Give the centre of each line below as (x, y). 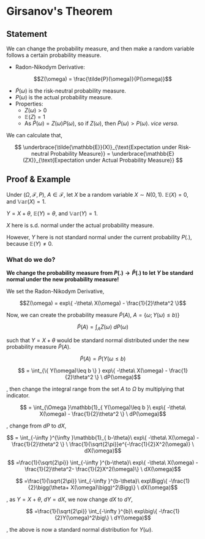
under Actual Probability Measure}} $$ (134, 160)
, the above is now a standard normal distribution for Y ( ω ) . (80, 529)
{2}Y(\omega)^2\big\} (82, 518)
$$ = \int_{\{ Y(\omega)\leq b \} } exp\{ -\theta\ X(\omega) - (93, 370)
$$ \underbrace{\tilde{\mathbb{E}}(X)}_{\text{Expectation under (96, 147)
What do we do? (31, 259)
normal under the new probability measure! (63, 280)
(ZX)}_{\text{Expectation (53, 160)
